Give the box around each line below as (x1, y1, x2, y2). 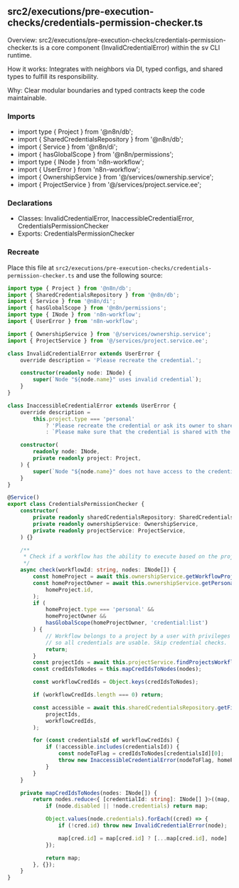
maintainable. (7, 93, 47, 102)
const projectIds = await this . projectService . (33, 659, 176, 666)
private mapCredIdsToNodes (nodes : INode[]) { (20, 789, 158, 796)
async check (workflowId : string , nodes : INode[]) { (20, 566, 176, 573)
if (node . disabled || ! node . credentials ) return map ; (45, 803, 208, 810)
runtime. (7, 51, 32, 59)
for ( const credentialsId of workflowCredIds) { (33, 736, 180, 744)
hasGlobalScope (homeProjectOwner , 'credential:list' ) (45, 619, 208, 627)
